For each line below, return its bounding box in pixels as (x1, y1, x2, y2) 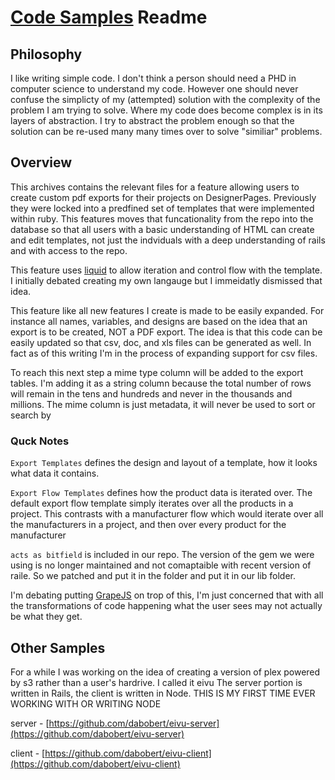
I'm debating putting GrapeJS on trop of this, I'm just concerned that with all (10, 589, 324, 601)
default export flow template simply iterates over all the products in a (10, 497, 294, 510)
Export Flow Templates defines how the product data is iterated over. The (10, 487, 313, 499)
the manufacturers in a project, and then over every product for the (10, 519, 287, 531)
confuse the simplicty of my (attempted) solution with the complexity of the (10, 94, 321, 105)
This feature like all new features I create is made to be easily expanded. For (10, 304, 325, 316)
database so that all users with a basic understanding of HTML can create (10, 223, 315, 235)
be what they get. (10, 611, 83, 623)
